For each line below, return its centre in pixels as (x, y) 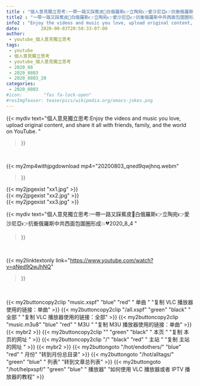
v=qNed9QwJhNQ (29, 267)
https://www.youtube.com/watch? (112, 260)
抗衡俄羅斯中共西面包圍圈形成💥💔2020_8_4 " (83, 223)
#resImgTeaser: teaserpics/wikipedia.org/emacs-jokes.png (79, 100)
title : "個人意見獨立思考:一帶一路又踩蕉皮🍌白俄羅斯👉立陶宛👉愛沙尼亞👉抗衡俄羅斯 (100, 12)
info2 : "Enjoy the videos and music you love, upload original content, (100, 23)
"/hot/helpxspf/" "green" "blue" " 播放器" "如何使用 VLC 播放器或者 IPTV (95, 369)
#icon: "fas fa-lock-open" (49, 95)
